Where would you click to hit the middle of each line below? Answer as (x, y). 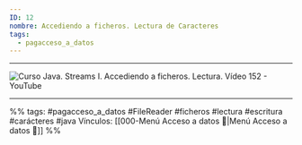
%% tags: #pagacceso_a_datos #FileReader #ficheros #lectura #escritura (146, 112)
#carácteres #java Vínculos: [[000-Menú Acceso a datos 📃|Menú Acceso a (148, 121)
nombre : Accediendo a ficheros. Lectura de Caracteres (114, 26)
